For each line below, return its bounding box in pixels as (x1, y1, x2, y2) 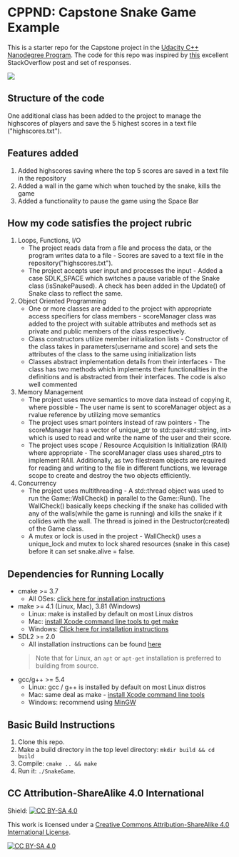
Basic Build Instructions (7, 718, 116, 731)
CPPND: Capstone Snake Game (7, 4, 197, 21)
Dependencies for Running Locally (7, 568, 164, 580)
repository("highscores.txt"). (28, 259, 113, 268)
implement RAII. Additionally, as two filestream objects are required (28, 456, 226, 465)
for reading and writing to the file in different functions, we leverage (28, 463, 228, 472)
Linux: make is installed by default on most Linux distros (28, 610, 193, 618)
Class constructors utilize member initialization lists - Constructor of (28, 335, 228, 344)
